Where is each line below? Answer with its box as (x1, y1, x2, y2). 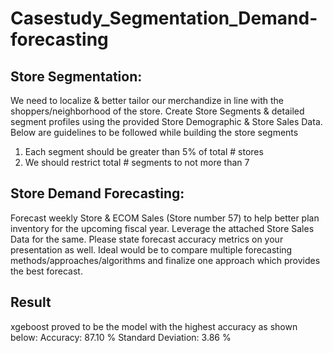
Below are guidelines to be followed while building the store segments (10, 127, 299, 138)
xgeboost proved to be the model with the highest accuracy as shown (10, 320, 298, 332)
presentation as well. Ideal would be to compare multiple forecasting (10, 243, 293, 256)
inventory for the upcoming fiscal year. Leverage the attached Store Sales (10, 222, 315, 234)
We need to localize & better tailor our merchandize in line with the (10, 95, 284, 106)
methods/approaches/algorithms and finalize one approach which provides (10, 254, 321, 266)
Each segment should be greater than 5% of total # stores (24, 146, 264, 157)
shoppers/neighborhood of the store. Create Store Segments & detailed (10, 105, 305, 117)
